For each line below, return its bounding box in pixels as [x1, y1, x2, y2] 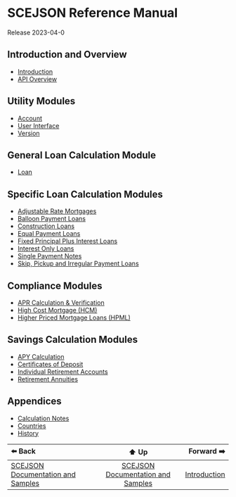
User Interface [17, 121, 60, 130]
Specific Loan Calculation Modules [7, 188, 164, 200]
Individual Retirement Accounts [17, 367, 108, 376]
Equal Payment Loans [17, 229, 81, 238]
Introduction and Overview [7, 49, 128, 61]
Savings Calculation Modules [7, 334, 138, 346]
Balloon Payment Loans [17, 215, 86, 223]
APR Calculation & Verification [17, 298, 105, 307]
